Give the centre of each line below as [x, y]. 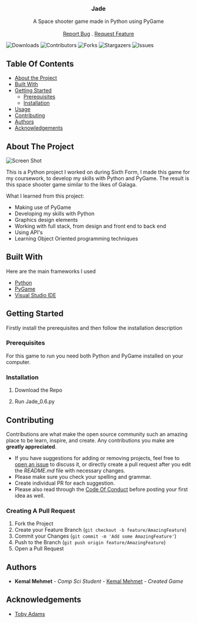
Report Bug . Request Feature [98, 34]
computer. [18, 362]
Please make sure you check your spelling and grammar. [83, 477]
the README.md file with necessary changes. [70, 470]
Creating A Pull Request [40, 511]
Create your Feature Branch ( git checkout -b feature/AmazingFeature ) [101, 530]
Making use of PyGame [43, 207]
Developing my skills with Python [55, 214]
